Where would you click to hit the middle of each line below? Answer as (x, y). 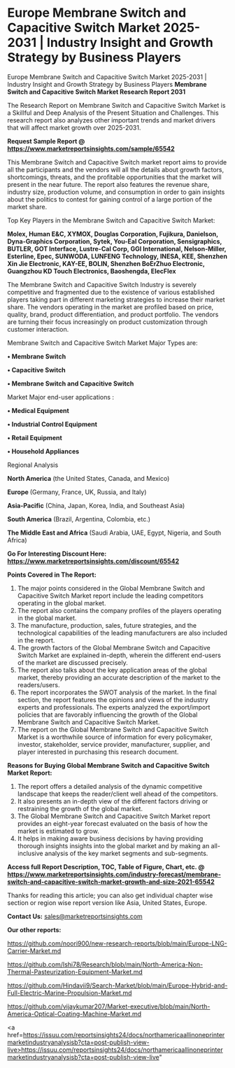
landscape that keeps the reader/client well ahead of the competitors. (117, 794)
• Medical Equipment (38, 410)
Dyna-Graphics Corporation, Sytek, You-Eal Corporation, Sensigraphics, (115, 241)
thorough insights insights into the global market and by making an (113, 845)
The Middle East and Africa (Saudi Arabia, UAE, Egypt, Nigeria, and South (114, 533)
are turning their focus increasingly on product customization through (107, 322)
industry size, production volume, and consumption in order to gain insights (116, 192)
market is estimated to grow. (58, 831)
